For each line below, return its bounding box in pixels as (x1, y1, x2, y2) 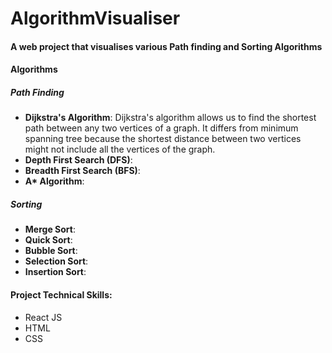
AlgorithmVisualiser (10, 7, 181, 30)
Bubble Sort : (24, 245, 78, 257)
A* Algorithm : (24, 175, 85, 187)
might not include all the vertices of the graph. (24, 143, 216, 156)
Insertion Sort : (24, 266, 87, 278)
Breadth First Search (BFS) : (24, 165, 141, 177)
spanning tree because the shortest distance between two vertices (24, 133, 302, 145)
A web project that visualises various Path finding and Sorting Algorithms (10, 40, 323, 52)
